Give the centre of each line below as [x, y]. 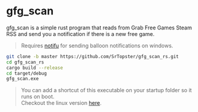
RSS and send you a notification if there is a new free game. [80, 34]
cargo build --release [35, 68]
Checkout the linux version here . [61, 103]
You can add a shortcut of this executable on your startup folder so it [106, 90]
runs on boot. [38, 96]
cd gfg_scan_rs [25, 62]
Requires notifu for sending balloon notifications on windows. [97, 46]
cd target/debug [26, 73]
